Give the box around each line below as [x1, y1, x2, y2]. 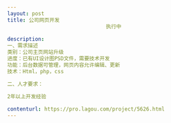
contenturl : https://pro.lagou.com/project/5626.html [7, 106, 165, 113]
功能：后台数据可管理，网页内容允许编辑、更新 [7, 61, 121, 68]
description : [7, 36, 45, 43]
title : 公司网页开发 [7, 17, 60, 23]
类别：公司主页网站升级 [7, 49, 64, 56]
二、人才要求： [7, 80, 43, 87]
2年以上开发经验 [7, 93, 47, 100]
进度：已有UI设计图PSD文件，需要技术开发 [7, 55, 110, 62]
